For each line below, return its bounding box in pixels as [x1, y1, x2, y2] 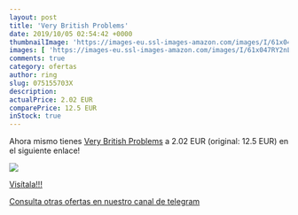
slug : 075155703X [9, 79, 74, 88]
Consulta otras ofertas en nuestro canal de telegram [9, 196, 200, 207]
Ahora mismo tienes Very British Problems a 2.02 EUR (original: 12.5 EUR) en [9, 136, 289, 147]
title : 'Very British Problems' [9, 21, 129, 30]
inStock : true [9, 111, 62, 120]
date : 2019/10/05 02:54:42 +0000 [9, 29, 133, 38]
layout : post [9, 12, 58, 22]
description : [9, 87, 58, 96]
